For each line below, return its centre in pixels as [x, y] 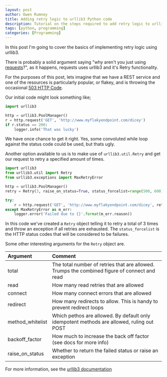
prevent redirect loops [78, 308]
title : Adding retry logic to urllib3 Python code [59, 19]
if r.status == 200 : [27, 125]
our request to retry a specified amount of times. [55, 159]
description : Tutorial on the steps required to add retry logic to [78, 24]
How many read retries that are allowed [98, 285]
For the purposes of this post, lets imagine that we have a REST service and [83, 77]
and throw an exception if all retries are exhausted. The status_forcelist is [82, 229]
